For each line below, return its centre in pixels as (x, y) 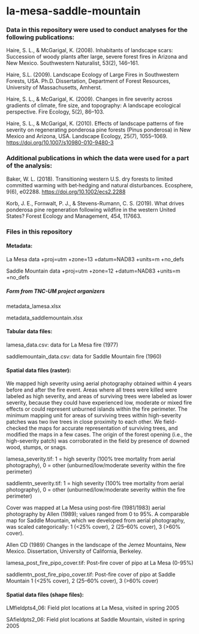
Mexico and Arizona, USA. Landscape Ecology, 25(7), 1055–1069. (87, 136)
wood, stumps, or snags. (37, 447)
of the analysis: (29, 166)
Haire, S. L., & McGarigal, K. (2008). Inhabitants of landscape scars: (90, 50)
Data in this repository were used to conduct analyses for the (97, 30)
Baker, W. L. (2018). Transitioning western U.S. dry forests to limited (90, 179)
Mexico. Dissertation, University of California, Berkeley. (74, 551)
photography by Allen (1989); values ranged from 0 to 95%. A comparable (98, 514)
